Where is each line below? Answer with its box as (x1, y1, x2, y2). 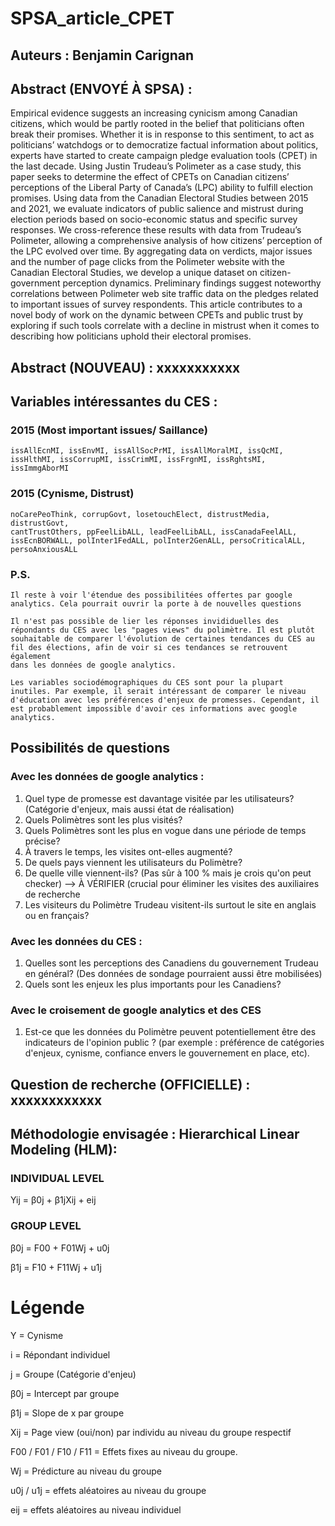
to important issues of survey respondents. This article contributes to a (10, 298, 303, 311)
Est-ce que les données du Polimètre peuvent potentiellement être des (24, 1026, 317, 1038)
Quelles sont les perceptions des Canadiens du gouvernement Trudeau (24, 957, 319, 969)
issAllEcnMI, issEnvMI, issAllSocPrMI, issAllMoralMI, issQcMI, (10, 446, 284, 456)
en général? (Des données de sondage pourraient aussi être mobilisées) (24, 968, 323, 980)
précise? (24, 835, 61, 847)
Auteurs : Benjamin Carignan (10, 47, 195, 64)
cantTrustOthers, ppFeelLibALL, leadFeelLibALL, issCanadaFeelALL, (10, 527, 298, 537)
